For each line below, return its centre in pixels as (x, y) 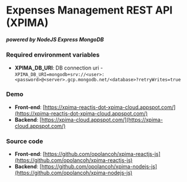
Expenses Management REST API (89, 10)
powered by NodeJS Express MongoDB (55, 39)
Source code (25, 141)
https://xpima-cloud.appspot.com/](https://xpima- (102, 120)
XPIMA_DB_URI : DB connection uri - (59, 68)
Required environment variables (53, 55)
